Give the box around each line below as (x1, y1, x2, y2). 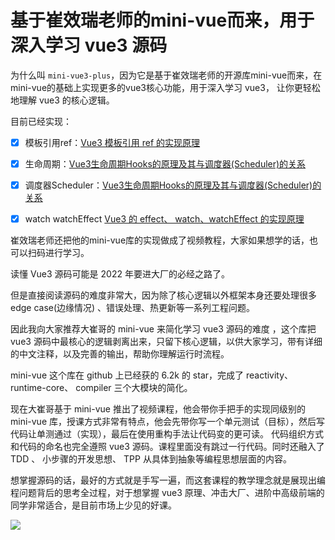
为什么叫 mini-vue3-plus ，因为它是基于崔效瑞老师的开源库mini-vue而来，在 (10, 69, 323, 81)
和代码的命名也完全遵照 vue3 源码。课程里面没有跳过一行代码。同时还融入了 (10, 441, 325, 453)
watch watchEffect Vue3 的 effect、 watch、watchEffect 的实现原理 (24, 213, 305, 225)
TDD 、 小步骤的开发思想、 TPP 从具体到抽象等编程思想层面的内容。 (10, 453, 292, 465)
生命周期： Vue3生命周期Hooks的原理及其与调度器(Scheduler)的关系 (24, 158, 307, 170)
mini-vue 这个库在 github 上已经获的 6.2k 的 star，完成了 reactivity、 (10, 369, 294, 381)
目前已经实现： (10, 115, 72, 127)
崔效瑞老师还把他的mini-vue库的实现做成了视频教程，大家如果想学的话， (10, 234, 310, 246)
